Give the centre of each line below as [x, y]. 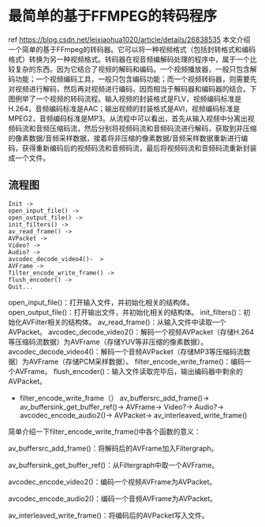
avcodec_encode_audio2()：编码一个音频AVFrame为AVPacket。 [113, 499]
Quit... [21, 286]
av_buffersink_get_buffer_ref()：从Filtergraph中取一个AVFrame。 [114, 465]
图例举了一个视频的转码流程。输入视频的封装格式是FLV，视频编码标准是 [125, 99]
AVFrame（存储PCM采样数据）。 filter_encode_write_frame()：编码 [137, 361]
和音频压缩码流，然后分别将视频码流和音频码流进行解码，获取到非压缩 [143, 128]
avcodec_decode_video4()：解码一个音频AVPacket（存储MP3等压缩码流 [126, 351]
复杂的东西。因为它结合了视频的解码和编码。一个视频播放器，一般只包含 [132, 69]
